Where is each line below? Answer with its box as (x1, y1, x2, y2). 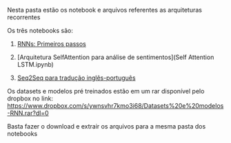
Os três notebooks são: (7, 27, 74, 34)
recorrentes (7, 13, 41, 21)
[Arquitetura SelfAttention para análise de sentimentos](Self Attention (17, 53, 214, 61)
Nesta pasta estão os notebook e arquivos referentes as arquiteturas (7, 6, 202, 14)
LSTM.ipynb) (17, 60, 54, 68)
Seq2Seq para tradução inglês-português (17, 74, 136, 82)
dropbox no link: (7, 94, 54, 102)
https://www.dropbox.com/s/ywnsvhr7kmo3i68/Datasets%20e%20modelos (7, 102, 224, 109)
